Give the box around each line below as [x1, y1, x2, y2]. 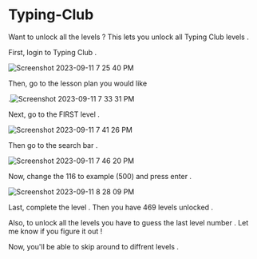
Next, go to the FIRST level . [8, 110, 100, 119]
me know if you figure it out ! [8, 226, 103, 236]
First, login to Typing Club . [8, 47, 97, 57]
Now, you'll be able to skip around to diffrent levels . [8, 241, 180, 251]
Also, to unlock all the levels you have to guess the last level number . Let [8, 217, 249, 227]
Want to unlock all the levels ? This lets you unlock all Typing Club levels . [8, 32, 249, 42]
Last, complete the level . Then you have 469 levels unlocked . [8, 202, 214, 212]
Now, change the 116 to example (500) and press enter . [8, 171, 192, 181]
